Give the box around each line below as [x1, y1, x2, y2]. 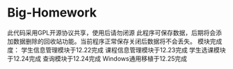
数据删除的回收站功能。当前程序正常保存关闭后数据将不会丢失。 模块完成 [13, 37, 223, 46]
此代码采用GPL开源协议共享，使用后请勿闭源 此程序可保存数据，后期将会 [7, 28, 216, 37]
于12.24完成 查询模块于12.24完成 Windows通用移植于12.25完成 [7, 54, 188, 63]
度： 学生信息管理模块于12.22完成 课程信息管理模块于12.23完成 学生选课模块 [7, 46, 226, 54]
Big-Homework [7, 5, 97, 21]
